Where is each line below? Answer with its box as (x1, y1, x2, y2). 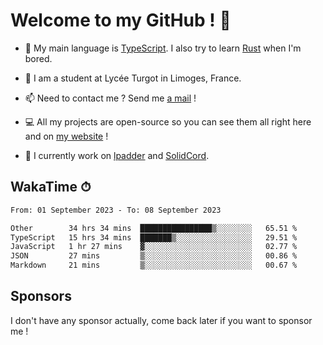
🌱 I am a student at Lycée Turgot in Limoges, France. (24, 72, 242, 84)
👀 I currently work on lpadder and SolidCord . (24, 149, 210, 161)
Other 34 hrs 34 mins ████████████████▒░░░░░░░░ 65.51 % (10, 223, 298, 233)
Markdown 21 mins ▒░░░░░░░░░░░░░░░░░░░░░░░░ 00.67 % (10, 260, 298, 271)
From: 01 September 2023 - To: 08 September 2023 (10, 205, 222, 215)
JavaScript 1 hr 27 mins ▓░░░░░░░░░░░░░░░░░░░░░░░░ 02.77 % (10, 242, 298, 252)
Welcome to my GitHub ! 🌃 (10, 9, 232, 32)
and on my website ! (24, 130, 109, 142)
